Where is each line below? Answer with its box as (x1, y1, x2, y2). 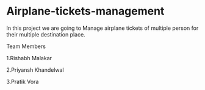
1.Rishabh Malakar (6, 54, 52, 61)
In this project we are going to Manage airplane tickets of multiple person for (6, 24, 199, 32)
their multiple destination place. (6, 30, 85, 38)
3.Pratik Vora (6, 78, 39, 85)
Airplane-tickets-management (6, 4, 165, 18)
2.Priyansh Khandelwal (6, 66, 64, 74)
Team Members (6, 43, 46, 50)
